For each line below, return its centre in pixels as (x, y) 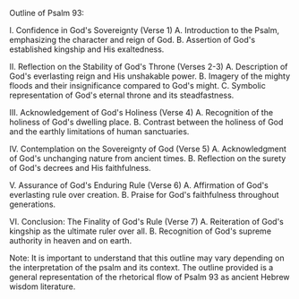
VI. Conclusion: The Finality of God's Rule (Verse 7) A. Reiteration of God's (146, 222)
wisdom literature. (43, 286)
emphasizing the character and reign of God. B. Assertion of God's (132, 40)
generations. (33, 204)
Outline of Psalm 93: (47, 13)
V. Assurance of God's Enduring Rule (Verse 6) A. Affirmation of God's (139, 185)
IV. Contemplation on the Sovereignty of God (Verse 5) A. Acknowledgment (148, 149)
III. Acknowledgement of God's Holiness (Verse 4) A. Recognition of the (141, 112)
